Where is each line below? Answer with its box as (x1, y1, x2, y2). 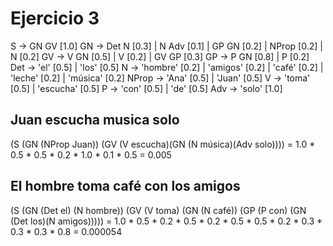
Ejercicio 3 (10, 7, 100, 30)
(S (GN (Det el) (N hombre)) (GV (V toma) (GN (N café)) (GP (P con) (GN (10, 204, 307, 216)
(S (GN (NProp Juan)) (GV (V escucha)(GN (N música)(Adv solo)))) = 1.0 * (10, 138, 316, 150)
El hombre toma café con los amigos (10, 178, 241, 195)
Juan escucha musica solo (10, 112, 180, 129)
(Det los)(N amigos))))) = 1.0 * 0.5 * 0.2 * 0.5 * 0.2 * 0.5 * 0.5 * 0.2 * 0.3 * (10, 215, 323, 227)
